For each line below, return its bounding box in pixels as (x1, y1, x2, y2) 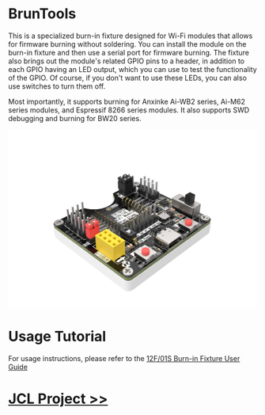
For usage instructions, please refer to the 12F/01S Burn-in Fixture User (8, 353, 240, 363)
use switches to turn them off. (8, 81, 106, 91)
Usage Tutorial (8, 327, 107, 345)
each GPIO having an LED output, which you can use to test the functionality (8, 64, 257, 74)
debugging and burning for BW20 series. (8, 113, 142, 123)
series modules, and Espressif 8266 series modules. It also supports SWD (8, 105, 250, 115)
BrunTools (8, 5, 77, 23)
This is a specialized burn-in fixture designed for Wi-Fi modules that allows (8, 31, 253, 40)
